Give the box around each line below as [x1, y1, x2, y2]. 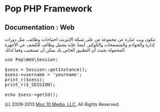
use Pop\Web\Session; [5, 57, 59, 62]
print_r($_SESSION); [5, 82, 56, 87]
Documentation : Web [5, 23, 75, 32]
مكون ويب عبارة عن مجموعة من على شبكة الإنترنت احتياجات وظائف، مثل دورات [5, 36, 156, 42]
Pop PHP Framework [5, 3, 92, 15]
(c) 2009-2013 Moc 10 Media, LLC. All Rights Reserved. [5, 101, 120, 107]
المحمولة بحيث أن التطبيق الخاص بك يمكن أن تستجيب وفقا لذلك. [5, 47, 126, 53]
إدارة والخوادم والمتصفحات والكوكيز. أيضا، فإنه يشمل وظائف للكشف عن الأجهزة [5, 42, 155, 48]
